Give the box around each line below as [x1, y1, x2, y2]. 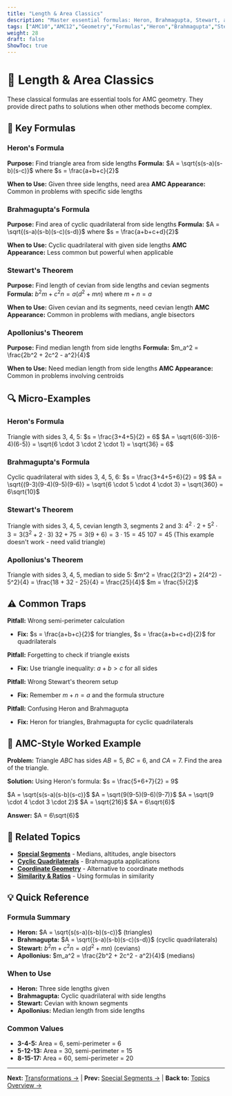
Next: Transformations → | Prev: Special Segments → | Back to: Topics [7, 1074, 211, 1082]
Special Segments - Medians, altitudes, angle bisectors [17, 850, 176, 858]
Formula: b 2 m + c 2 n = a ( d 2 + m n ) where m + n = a [7, 289, 152, 298]
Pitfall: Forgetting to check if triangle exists [7, 650, 130, 658]
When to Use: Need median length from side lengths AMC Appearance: [7, 364, 213, 372]
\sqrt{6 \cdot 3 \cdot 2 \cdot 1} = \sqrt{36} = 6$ [37, 440, 174, 448]
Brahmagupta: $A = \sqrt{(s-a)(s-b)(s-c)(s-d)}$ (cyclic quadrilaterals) [17, 935, 218, 944]
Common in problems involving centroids [7, 372, 124, 380]
